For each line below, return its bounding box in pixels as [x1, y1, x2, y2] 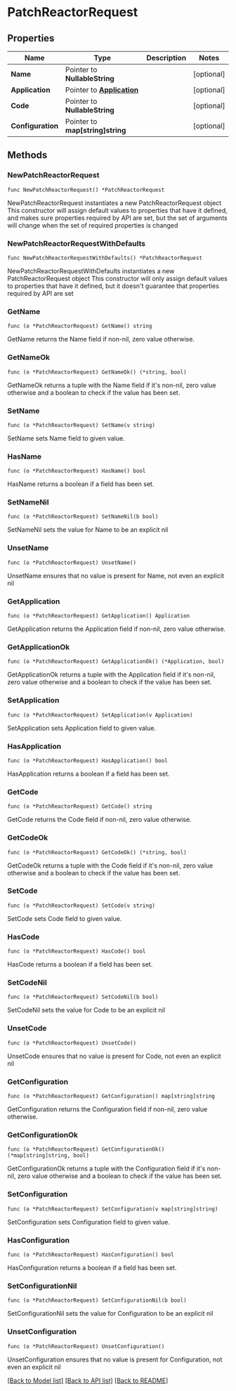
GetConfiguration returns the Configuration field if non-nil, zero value [7, 1105, 208, 1114]
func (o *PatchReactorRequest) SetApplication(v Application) [7, 711, 193, 719]
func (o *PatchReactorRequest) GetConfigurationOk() [7, 1146, 165, 1153]
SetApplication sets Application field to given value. [7, 724, 157, 732]
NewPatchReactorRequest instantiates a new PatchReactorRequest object [7, 198, 222, 207]
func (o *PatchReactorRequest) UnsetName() [7, 559, 137, 566]
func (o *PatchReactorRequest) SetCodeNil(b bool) [7, 993, 159, 1001]
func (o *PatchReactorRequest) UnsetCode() [7, 1039, 137, 1047]
